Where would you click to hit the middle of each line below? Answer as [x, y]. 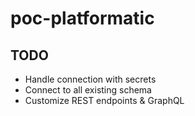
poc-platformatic [82, 18]
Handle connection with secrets [90, 79]
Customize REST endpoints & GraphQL [104, 100]
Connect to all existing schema [88, 90]
